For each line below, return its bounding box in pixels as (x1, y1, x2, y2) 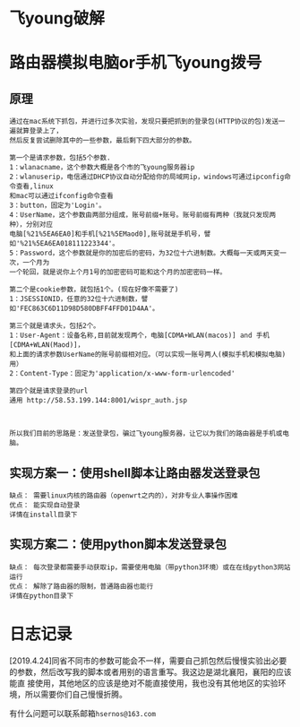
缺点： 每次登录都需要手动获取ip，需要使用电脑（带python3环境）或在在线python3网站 (9, 562, 291, 572)
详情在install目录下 (9, 510, 78, 519)
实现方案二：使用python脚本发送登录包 (9, 537, 227, 552)
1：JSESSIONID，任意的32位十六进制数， (9, 295, 141, 304)
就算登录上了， (15, 126, 64, 135)
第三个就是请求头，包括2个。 (9, 322, 100, 331)
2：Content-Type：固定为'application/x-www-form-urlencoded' (9, 369, 236, 378)
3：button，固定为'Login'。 (9, 201, 106, 211)
